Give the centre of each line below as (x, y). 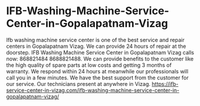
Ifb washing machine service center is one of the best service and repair (96, 40)
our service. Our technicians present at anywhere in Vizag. (79, 83)
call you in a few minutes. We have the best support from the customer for (98, 78)
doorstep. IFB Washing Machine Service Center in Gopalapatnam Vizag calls (100, 52)
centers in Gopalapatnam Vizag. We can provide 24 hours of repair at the (96, 46)
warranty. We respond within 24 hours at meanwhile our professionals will (97, 71)
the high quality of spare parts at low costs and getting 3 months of (89, 65)
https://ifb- (165, 83)
